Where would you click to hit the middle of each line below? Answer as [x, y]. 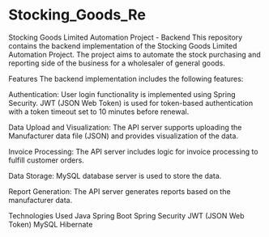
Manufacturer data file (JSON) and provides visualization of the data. [124, 136]
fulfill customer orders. [47, 160]
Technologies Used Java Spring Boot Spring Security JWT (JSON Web [126, 215]
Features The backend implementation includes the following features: [126, 78]
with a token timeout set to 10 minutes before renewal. [99, 112]
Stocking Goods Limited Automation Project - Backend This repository [126, 37]
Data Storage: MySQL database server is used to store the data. [115, 176]
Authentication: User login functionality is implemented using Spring [122, 94]
